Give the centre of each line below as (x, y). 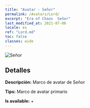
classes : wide (19, 41)
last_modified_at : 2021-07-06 (36, 23)
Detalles (18, 70)
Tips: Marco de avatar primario (36, 91)
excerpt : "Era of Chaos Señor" (38, 18)
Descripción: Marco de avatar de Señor (45, 82)
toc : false (16, 37)
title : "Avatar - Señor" (30, 9)
